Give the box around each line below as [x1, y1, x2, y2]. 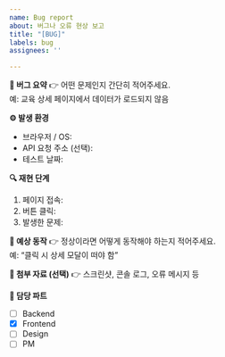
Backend [21, 309, 55, 320]
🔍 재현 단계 [9, 173, 50, 184]
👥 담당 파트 [9, 291, 47, 302]
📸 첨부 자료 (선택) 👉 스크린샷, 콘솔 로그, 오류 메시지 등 [9, 269, 199, 279]
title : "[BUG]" [9, 29, 66, 38]
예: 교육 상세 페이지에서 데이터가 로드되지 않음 [9, 94, 170, 104]
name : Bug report [9, 12, 74, 22]
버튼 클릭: [21, 206, 56, 217]
